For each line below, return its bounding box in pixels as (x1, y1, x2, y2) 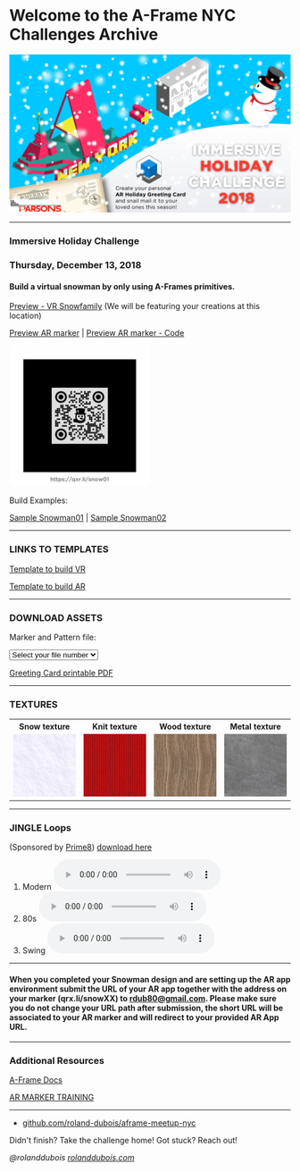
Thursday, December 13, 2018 (9, 259, 142, 272)
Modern (21, 881, 52, 892)
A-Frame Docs (9, 1075, 62, 1085)
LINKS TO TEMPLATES (9, 543, 109, 556)
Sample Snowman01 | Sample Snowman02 (9, 513, 167, 523)
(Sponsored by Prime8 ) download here (9, 841, 153, 852)
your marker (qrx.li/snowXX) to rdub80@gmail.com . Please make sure (9, 992, 277, 1003)
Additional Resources (9, 1055, 104, 1067)
